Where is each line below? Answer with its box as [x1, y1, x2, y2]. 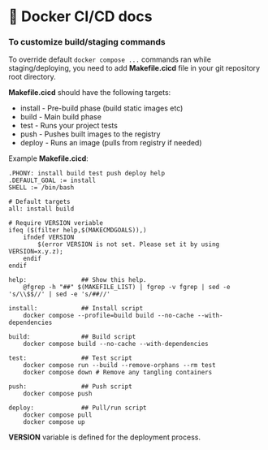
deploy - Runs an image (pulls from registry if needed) [19, 138, 202, 148]
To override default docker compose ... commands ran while [8, 54, 211, 64]
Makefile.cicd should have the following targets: [8, 88, 171, 97]
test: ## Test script [8, 354, 132, 362]
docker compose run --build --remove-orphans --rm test [23, 361, 217, 370]
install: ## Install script [8, 305, 144, 313]
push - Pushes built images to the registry [19, 129, 161, 139]
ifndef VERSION [23, 233, 75, 242]
